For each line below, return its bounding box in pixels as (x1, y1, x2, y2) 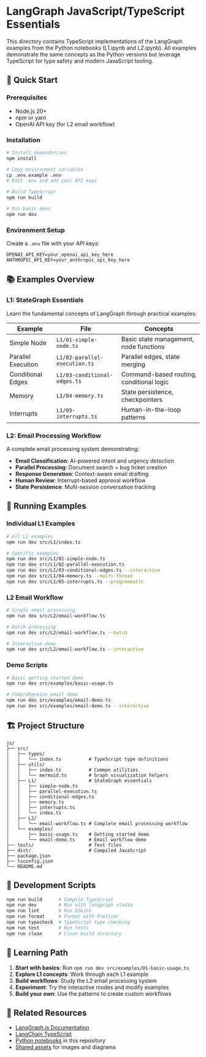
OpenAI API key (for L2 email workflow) (15, 120, 115, 128)
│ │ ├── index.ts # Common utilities (6, 767, 139, 773)
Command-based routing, (121, 370, 197, 379)
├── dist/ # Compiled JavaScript (6, 847, 147, 853)
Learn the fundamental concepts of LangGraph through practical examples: (6, 310, 197, 317)
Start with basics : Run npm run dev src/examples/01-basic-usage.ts (15, 964, 189, 971)
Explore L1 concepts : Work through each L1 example (15, 971, 149, 978)
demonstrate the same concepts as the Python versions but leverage (6, 50, 181, 58)
